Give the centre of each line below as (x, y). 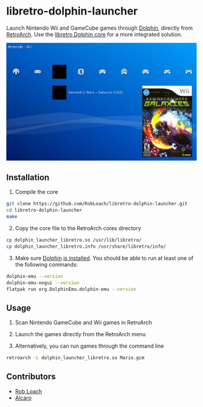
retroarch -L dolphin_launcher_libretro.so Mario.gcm (76, 358)
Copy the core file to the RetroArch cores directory (78, 228)
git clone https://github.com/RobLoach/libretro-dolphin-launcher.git (97, 204)
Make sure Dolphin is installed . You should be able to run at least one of (104, 258)
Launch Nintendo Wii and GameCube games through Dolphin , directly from (100, 28)
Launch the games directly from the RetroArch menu (80, 334)
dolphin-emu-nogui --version (43, 283)
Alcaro (23, 397)
